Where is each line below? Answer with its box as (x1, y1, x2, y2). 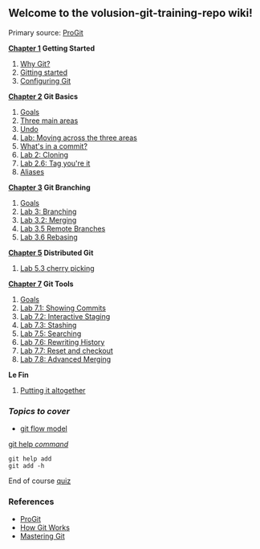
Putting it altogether (19, 385, 86, 395)
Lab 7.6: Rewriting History (19, 337, 105, 346)
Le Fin (8, 370, 30, 379)
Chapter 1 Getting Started (8, 43, 95, 53)
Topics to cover (8, 405, 71, 416)
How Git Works (19, 522, 71, 533)
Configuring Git (19, 76, 71, 85)
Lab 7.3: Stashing (19, 320, 77, 330)
